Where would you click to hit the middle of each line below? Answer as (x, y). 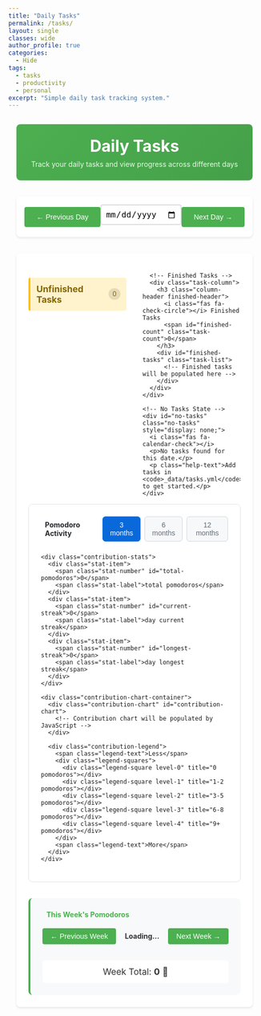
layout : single (34, 30)
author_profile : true (44, 46)
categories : (28, 53)
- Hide (26, 61)
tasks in (157, 473)
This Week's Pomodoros (88, 915)
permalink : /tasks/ (41, 23)
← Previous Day (62, 217)
